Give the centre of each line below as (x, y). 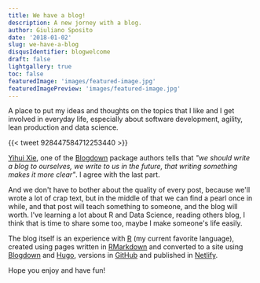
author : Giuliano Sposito (50, 30)
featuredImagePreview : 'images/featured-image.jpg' (94, 88)
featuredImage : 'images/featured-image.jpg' (82, 81)
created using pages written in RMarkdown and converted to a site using (126, 247)
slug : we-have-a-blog (44, 45)
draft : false (29, 60)
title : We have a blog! (47, 15)
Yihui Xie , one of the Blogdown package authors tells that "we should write (129, 158)
